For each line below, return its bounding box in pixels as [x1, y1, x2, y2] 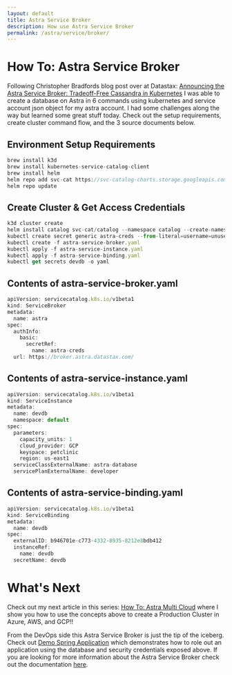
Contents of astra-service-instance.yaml [7, 373, 188, 384]
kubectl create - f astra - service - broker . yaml [7, 239, 140, 246]
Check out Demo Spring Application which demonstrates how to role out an [7, 638, 222, 646]
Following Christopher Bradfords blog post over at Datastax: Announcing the [7, 82, 224, 90]
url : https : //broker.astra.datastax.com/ [13, 353, 135, 360]
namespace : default [13, 417, 70, 424]
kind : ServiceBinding [7, 511, 70, 518]
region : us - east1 [19, 455, 70, 462]
